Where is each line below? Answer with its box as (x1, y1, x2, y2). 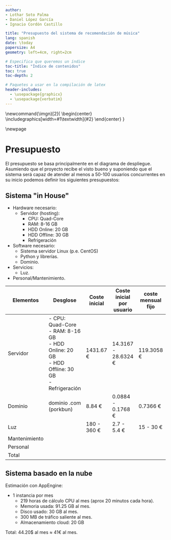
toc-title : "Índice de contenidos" (5, 64, 81, 69)
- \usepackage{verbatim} (10, 96, 63, 102)
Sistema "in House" (5, 191, 69, 200)
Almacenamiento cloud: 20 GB (20, 520, 84, 526)
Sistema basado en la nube (5, 469, 93, 477)
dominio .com (48, 400, 81, 407)
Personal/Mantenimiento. (12, 275, 66, 281)
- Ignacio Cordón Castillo (5, 21, 63, 27)
